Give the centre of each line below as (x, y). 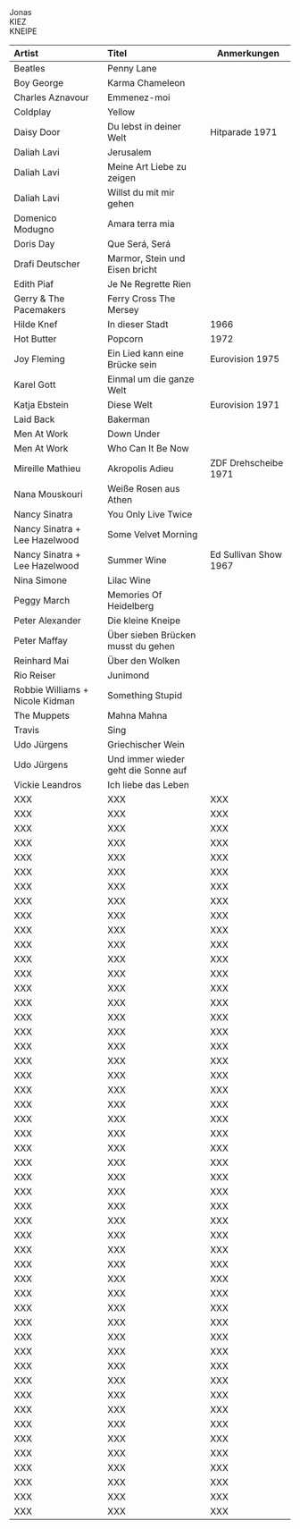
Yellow (121, 112)
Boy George (39, 83)
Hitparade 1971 (243, 132)
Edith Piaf (34, 284)
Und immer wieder (146, 759)
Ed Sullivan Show (246, 554)
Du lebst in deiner (144, 127)
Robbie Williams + (51, 690)
